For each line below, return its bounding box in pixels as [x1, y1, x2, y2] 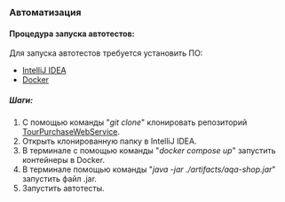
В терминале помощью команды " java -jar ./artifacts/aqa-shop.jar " [21, 164, 276, 175]
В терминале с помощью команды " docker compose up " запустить [21, 145, 277, 156]
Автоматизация [9, 6, 82, 19]
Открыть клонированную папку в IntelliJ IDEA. [21, 136, 197, 147]
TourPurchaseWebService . [21, 127, 121, 137]
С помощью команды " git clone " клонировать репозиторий [21, 117, 248, 128]
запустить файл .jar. [21, 174, 98, 184]
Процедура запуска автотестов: [9, 28, 135, 39]
